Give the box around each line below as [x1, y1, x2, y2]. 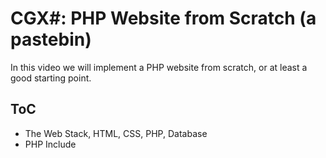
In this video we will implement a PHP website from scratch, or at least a [10, 61, 308, 73]
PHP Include [24, 138, 77, 150]
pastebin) [10, 28, 92, 51]
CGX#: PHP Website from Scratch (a [10, 7, 317, 30]
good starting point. [10, 72, 92, 84]
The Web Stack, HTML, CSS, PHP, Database [24, 127, 208, 139]
